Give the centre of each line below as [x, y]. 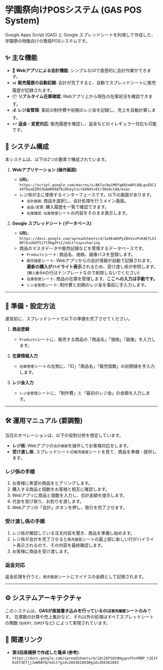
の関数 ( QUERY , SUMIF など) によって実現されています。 [58, 623]
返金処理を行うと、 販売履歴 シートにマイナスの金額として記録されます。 [76, 577]
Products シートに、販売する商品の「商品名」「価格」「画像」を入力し [88, 340]
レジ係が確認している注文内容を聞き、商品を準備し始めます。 [73, 533]
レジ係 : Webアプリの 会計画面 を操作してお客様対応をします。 [71, 446]
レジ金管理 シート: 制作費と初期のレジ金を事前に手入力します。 [88, 285]
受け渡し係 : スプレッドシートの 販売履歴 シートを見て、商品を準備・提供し [84, 452]
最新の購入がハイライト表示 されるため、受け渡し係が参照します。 [92, 267]
